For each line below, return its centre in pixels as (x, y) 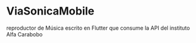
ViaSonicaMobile (51, 11)
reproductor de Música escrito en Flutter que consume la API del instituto (98, 28)
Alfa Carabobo (24, 34)
